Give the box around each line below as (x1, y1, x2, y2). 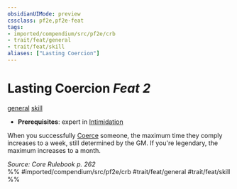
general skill (7, 103, 43, 112)
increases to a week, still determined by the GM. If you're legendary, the (7, 139, 219, 147)
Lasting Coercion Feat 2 (7, 81, 151, 96)
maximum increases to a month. (7, 146, 101, 154)
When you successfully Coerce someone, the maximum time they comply (7, 131, 223, 139)
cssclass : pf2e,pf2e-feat (7, 17, 84, 24)
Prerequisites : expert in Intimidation (17, 118, 123, 126)
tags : (7, 23, 23, 30)
